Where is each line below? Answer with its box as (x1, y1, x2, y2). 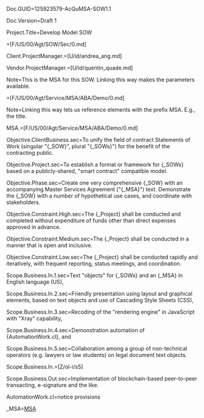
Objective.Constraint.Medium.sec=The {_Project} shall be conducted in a (6, 235, 189, 243)
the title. (6, 113, 27, 119)
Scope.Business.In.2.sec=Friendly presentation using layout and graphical (6, 290, 193, 297)
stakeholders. (6, 199, 41, 206)
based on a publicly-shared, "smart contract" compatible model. (6, 168, 168, 174)
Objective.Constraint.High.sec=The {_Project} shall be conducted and (6, 210, 181, 218)
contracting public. (6, 149, 54, 156)
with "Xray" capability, (6, 315, 63, 322)
